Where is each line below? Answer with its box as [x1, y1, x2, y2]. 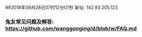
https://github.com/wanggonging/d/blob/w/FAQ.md [5, 25, 137, 32]
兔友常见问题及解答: [5, 18, 54, 25]
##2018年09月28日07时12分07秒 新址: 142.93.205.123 [5, 5, 118, 10]
